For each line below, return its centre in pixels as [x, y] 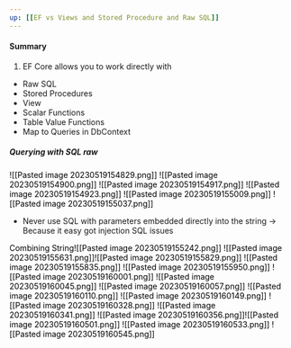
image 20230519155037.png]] [98, 203]
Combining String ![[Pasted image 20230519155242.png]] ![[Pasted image [145, 247]
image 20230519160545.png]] [99, 334]
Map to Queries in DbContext [76, 131]
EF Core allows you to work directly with [97, 66]
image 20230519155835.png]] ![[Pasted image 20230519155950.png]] [140, 267]
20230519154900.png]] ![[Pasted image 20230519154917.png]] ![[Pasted [145, 184]
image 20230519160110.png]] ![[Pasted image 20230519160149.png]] [138, 295]
